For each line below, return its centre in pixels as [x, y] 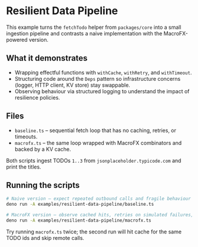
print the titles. [24, 167]
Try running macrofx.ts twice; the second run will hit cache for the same [94, 232]
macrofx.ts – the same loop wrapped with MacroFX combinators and [98, 143]
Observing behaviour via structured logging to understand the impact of [102, 91]
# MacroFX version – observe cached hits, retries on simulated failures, [100, 215]
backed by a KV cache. [43, 149]
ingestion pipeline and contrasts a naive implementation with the [84, 33]
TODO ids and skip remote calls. [45, 238]
